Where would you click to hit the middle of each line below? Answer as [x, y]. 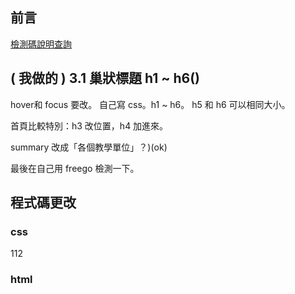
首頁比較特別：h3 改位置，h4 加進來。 [89, 125]
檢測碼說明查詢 [41, 44]
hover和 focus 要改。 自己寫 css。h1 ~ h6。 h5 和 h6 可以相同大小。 [150, 104]
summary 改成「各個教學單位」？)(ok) [89, 147]
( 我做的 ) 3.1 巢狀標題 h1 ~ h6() [105, 78]
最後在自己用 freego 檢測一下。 [75, 168]
